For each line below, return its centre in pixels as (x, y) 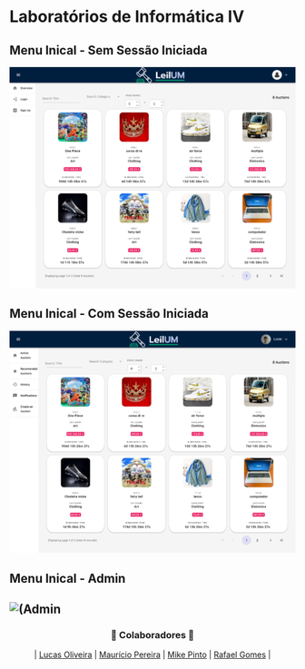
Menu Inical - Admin (68, 578)
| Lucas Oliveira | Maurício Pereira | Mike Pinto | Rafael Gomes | (152, 654)
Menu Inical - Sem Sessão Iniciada (108, 50)
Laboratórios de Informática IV (127, 17)
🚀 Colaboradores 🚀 (152, 635)
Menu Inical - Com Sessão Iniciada (109, 314)
